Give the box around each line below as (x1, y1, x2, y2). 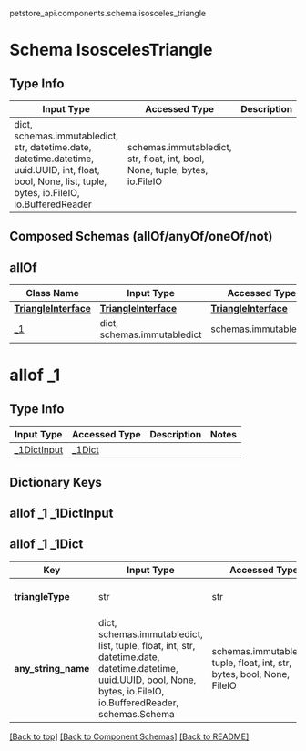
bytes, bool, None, (211, 667, 290, 680)
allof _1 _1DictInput (9, 505, 114, 520)
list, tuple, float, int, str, (98, 639, 196, 652)
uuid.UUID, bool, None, (98, 674, 197, 686)
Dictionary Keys (9, 474, 103, 490)
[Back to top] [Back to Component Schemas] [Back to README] (9, 731, 250, 742)
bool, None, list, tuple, (14, 175, 107, 188)
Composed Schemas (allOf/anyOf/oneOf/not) (9, 229, 273, 244)
